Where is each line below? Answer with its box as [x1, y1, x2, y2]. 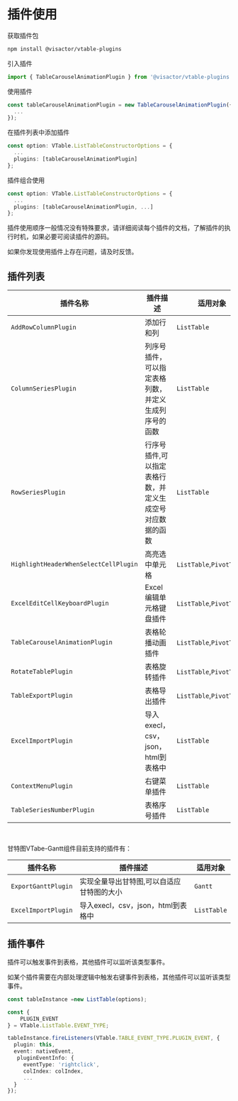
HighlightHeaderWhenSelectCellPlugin [11, 560, 138, 569]
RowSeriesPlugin [11, 488, 66, 497]
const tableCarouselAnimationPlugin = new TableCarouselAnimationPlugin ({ [7, 101, 233, 109]
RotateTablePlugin [11, 668, 73, 676]
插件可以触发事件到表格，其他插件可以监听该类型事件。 [7, 958, 169, 966]
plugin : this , [13, 1041, 55, 1048]
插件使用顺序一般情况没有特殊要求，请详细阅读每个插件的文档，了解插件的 [7, 224, 225, 232]
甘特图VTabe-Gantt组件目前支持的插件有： [7, 844, 132, 853]
